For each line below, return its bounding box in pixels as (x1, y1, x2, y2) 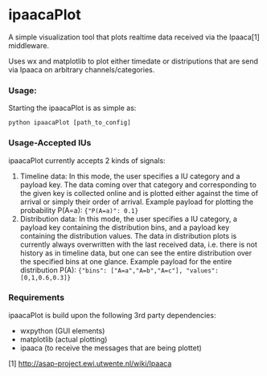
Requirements (8, 292, 65, 303)
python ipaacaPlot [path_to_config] (8, 119, 131, 127)
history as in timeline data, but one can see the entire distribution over (19, 247, 253, 258)
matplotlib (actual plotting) (19, 334, 108, 344)
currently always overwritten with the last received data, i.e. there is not (19, 239, 257, 249)
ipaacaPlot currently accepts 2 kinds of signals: (8, 155, 166, 166)
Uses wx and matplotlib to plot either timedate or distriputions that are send (8, 56, 259, 66)
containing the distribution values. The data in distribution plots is (19, 231, 237, 240)
